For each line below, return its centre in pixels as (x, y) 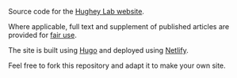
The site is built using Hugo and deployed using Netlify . (98, 50)
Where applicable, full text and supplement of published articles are (119, 26)
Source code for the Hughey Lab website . (76, 11)
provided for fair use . (42, 35)
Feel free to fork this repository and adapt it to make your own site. (117, 65)
